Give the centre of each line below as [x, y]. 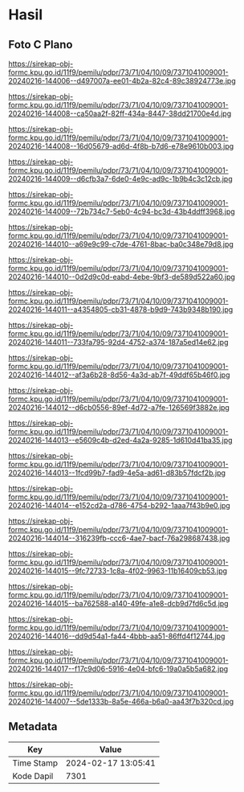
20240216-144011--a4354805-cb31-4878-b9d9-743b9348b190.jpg [121, 310]
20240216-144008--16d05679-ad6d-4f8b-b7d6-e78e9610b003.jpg [121, 146]
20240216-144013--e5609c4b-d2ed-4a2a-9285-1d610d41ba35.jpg [120, 440]
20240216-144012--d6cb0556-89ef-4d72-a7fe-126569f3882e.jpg [119, 407]
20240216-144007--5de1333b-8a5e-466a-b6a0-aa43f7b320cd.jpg [121, 702]
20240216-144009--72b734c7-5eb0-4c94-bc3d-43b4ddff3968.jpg [122, 211]
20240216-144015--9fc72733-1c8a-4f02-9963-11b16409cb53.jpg [118, 571]
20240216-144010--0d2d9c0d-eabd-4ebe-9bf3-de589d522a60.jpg [122, 277]
